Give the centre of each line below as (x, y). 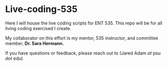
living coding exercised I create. (38, 28)
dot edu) (14, 58)
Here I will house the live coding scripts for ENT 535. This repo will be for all (84, 23)
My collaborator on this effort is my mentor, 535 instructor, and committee (82, 38)
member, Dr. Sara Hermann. (35, 43)
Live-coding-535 (41, 9)
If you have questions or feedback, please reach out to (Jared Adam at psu (83, 53)
